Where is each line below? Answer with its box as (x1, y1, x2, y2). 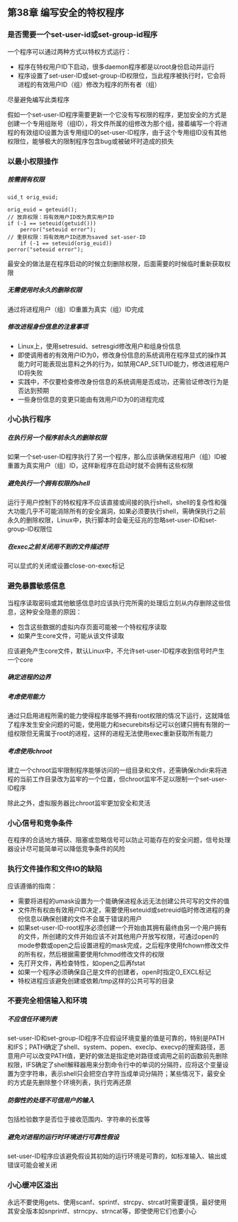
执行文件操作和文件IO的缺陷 (7, 864, 103, 874)
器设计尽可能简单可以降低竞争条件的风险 (7, 844, 125, 853)
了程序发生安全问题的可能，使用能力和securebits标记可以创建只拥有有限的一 (7, 720, 230, 729)
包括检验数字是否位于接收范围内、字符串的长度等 (7, 1115, 150, 1123)
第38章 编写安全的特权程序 (7, 6, 125, 19)
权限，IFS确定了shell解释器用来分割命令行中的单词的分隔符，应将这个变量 (7, 1060, 223, 1069)
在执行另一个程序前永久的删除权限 (7, 434, 107, 442)
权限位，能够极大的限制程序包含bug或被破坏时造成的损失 (7, 137, 174, 145)
